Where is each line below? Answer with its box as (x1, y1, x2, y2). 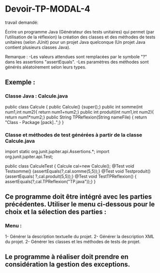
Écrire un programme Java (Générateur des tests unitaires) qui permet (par (5, 29, 155, 34)
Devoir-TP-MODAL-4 (5, 3, 90, 15)
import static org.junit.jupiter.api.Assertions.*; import (5, 148, 110, 154)
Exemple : (5, 78, 35, 86)
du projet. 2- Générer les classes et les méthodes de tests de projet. (5, 239, 141, 244)
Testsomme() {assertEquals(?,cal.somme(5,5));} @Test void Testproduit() (5, 168, 151, 174)
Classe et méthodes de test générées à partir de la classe (5, 131, 143, 138)
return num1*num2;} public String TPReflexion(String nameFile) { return (5, 114, 147, 120)
